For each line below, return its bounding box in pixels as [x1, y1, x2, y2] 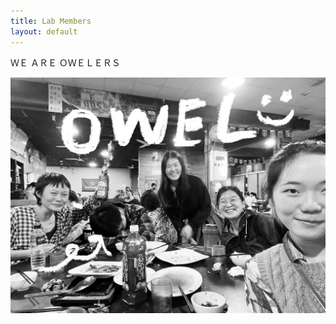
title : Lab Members [10, 16, 92, 26]
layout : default [10, 26, 78, 37]
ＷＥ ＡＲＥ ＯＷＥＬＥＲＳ [10, 56, 121, 69]
